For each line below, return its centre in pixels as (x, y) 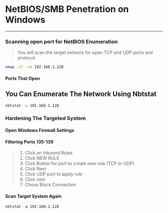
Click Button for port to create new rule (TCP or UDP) (79, 163)
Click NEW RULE (42, 158)
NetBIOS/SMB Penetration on (67, 9)
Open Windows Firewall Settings (40, 130)
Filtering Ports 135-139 (29, 141)
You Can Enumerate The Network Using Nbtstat (81, 94)
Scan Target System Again (33, 196)
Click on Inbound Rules (49, 153)
